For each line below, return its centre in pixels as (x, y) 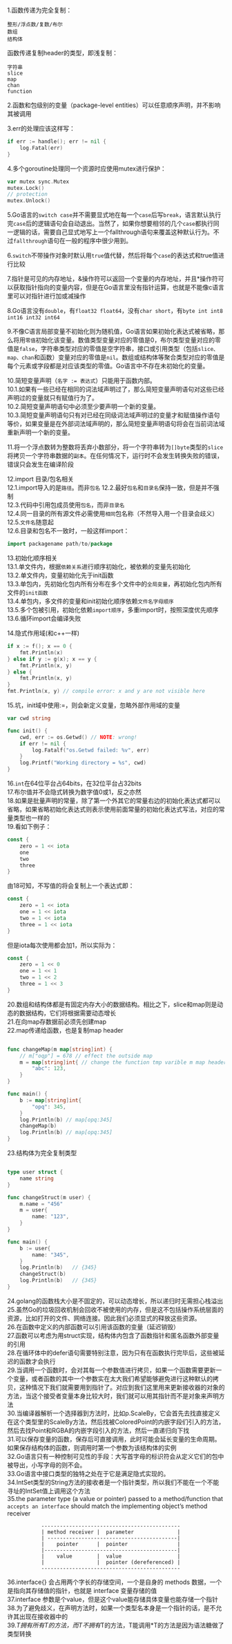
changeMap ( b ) (38, 1126)
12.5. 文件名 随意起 (30, 522)
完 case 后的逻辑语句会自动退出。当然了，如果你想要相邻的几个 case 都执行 (110, 224)
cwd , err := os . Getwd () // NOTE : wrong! (78, 737)
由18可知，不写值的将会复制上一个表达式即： (71, 886)
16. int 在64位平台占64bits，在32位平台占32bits (74, 783)
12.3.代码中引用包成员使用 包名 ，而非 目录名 (66, 505)
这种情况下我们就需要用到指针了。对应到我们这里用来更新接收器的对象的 (122, 1387)
